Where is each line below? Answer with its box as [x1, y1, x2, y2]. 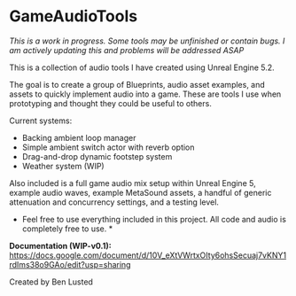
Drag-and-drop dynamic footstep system [21, 151, 173, 161]
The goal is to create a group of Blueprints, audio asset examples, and [9, 79, 266, 90]
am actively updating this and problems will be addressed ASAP [9, 44, 245, 55]
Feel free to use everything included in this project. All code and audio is [21, 214, 286, 224]
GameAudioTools [9, 6, 138, 27]
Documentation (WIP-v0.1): [9, 240, 113, 251]
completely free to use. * [21, 223, 113, 234]
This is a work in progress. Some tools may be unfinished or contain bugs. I [9, 35, 285, 46]
